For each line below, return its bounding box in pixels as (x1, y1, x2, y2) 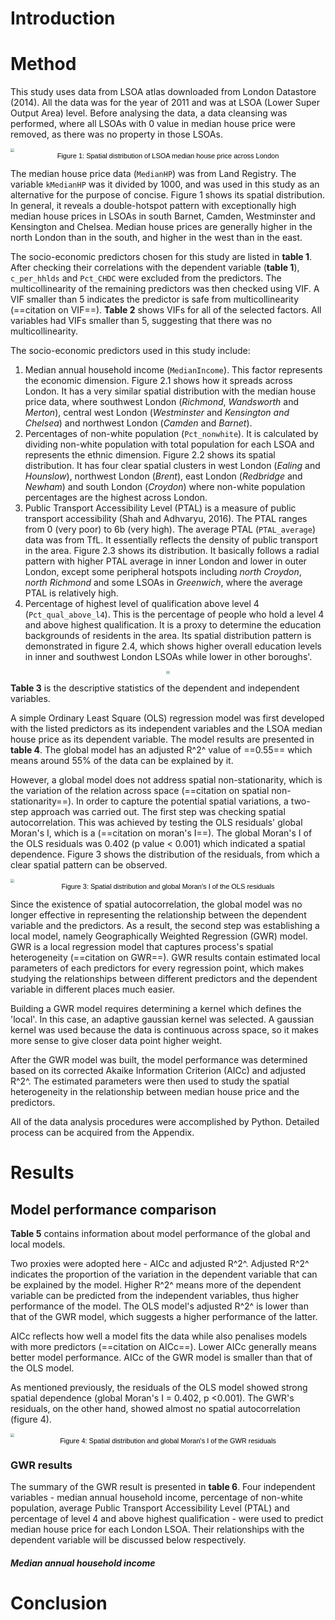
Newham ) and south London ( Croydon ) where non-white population (24, 480, 306, 492)
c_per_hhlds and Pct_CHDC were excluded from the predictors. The (10, 272, 282, 284)
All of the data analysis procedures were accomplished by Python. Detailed (10, 1116, 320, 1128)
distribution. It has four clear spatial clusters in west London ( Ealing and (24, 459, 321, 471)
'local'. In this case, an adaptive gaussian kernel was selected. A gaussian (10, 1013, 315, 1026)
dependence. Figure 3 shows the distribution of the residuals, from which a (10, 848, 320, 861)
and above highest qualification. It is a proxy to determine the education (24, 618, 322, 631)
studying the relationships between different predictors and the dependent (10, 973, 318, 985)
